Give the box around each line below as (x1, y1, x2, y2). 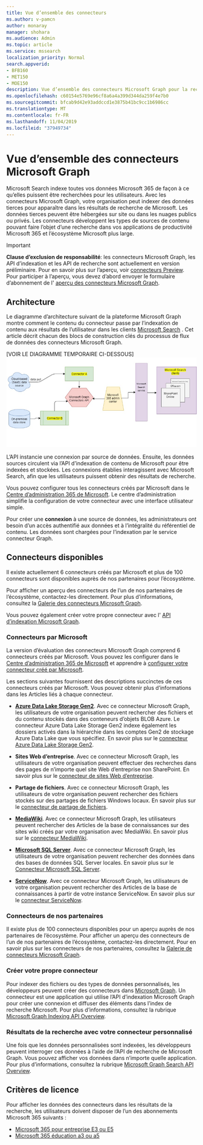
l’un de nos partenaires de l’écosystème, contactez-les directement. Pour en (6, 938, 196, 946)
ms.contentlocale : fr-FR (6, 112, 69, 118)
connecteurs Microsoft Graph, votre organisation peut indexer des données (6, 198, 195, 205)
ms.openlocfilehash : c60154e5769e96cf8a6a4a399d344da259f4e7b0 (6, 93, 169, 100)
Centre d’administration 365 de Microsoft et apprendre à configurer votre (6, 660, 188, 667)
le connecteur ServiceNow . (14, 897, 83, 904)
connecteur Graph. (6, 535, 53, 542)
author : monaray (6, 22, 47, 29)
